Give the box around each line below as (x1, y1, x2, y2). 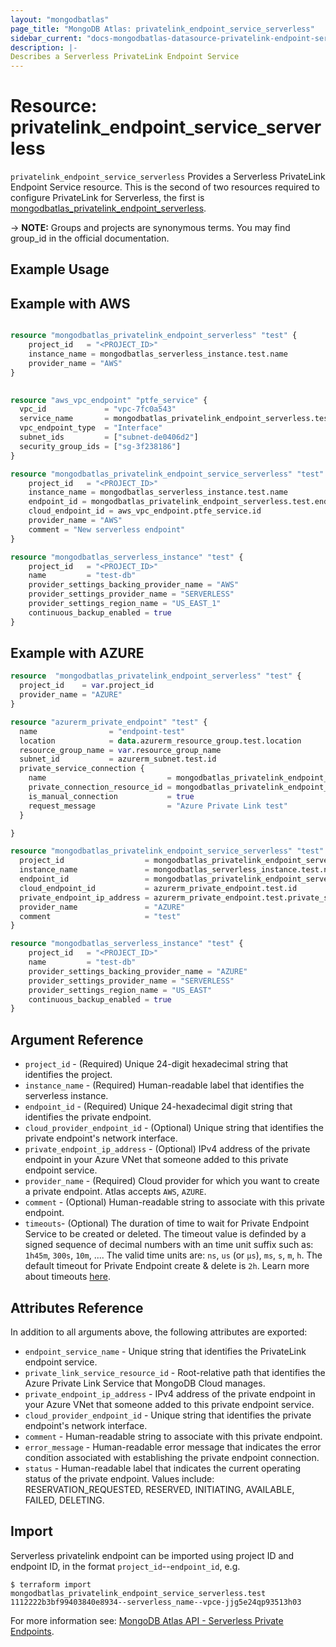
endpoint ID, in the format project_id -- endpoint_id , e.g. (10, 1560, 241, 1572)
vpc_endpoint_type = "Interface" (19, 423, 163, 433)
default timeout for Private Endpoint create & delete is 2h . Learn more (24, 1260, 310, 1272)
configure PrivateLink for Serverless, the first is (10, 192, 205, 204)
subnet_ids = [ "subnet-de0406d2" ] (19, 432, 199, 443)
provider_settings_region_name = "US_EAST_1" (28, 599, 222, 609)
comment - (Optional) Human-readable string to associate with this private (24, 1196, 325, 1208)
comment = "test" (19, 911, 182, 921)
